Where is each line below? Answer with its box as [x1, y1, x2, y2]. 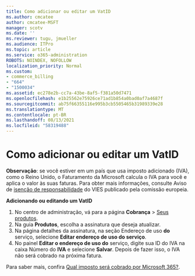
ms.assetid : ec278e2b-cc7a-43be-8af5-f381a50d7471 [6, 90, 132, 96]
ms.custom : [6, 68, 33, 74]
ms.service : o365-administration [6, 52, 88, 58]
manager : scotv [6, 25, 43, 31]
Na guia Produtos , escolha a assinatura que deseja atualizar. [14, 220, 161, 228]
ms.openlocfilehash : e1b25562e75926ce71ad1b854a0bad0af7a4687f [6, 95, 163, 101]
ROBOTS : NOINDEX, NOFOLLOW [6, 57, 72, 63]
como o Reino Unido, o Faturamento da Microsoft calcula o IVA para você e [6, 173, 187, 180]
